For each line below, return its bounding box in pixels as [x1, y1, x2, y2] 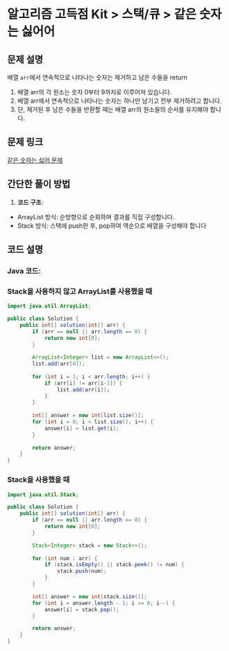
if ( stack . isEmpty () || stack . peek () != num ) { [44, 561, 185, 568]
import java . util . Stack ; [7, 491, 79, 498]
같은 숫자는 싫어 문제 [7, 155, 63, 164]
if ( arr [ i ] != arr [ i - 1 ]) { [44, 380, 123, 387]
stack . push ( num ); [56, 568, 108, 575]
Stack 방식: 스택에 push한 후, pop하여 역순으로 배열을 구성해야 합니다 [17, 221, 207, 230]
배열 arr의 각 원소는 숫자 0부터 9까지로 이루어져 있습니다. [17, 88, 172, 96]
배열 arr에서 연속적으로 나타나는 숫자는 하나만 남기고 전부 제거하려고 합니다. [17, 96, 222, 105]
